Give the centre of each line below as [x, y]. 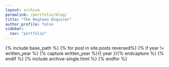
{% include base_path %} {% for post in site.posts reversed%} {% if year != [85, 48]
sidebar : [15, 29]
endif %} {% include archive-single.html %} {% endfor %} [66, 59]
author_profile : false [29, 24]
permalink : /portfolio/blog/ [36, 15]
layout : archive [22, 10]
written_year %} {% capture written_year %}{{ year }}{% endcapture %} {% [85, 53]
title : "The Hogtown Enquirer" [39, 19]
